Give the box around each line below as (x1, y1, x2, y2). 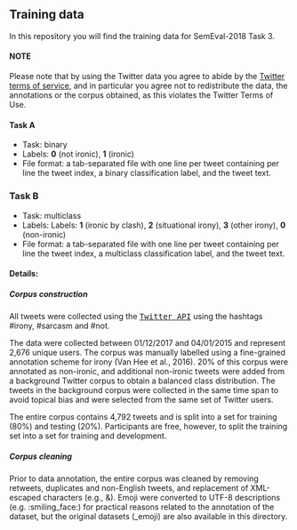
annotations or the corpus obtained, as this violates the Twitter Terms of (9, 90, 274, 100)
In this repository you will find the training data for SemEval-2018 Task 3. (9, 30, 276, 41)
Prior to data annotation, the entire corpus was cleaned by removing (9, 473, 260, 484)
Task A (9, 119, 36, 130)
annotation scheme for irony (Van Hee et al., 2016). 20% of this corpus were (9, 357, 289, 367)
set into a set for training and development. (9, 430, 167, 441)
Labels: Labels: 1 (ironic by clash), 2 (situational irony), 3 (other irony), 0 (21, 220, 286, 230)
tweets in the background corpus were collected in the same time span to (9, 385, 279, 396)
